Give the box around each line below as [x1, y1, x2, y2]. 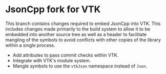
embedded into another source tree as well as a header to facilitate [5, 31, 147, 37]
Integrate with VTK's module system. [12, 57, 91, 63]
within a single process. [5, 42, 55, 48]
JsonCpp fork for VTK [5, 4, 101, 15]
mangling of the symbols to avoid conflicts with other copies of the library [5, 37, 161, 43]
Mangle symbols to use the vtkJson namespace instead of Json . [12, 63, 148, 69]
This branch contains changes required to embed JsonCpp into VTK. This [5, 20, 161, 27]
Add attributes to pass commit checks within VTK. [12, 52, 119, 58]
